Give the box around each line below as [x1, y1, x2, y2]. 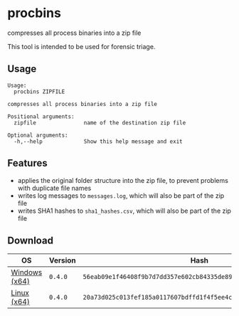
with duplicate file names [17, 184, 92, 192]
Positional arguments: [7, 112, 75, 120]
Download [7, 234, 53, 246]
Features [7, 157, 48, 169]
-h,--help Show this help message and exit [14, 137, 183, 145]
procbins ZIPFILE [14, 88, 65, 95]
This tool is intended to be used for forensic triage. [7, 42, 156, 51]
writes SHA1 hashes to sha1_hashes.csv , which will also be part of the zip [17, 206, 231, 215]
